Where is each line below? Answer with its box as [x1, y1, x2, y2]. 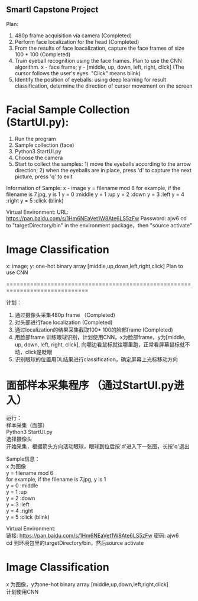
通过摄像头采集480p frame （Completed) [14, 311, 115, 319]
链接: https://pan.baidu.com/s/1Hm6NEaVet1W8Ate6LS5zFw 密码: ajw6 [6, 532, 179, 539]
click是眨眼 [25, 348, 53, 355]
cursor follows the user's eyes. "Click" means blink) [14, 69, 141, 76]
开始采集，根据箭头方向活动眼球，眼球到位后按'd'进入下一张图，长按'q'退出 [6, 442, 190, 449]
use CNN [6, 269, 28, 276]
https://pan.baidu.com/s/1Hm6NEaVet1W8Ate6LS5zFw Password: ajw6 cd [6, 214, 187, 221]
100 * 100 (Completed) [14, 50, 71, 58]
